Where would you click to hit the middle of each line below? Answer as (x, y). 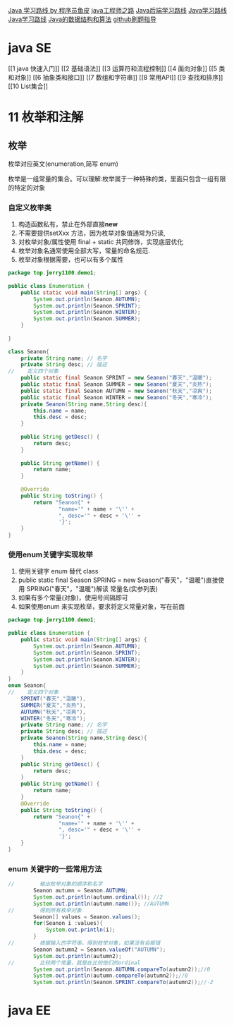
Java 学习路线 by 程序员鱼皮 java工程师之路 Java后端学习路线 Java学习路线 (118, 10)
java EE (30, 1011)
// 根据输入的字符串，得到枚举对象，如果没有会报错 (84, 943)
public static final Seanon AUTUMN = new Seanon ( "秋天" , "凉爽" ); (116, 391)
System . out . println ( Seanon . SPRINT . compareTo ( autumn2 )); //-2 (123, 983)
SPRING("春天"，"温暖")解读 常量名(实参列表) (92, 589)
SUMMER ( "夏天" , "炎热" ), (54, 705)
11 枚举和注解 (46, 117)
